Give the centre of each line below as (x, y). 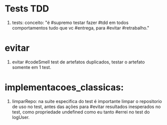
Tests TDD (27, 9)
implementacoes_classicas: (64, 87)
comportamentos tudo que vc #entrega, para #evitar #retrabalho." (80, 27)
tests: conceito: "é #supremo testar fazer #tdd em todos (70, 22)
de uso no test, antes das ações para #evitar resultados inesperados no (86, 106)
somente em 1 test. (31, 67)
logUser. (21, 117)
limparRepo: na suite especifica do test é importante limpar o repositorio (87, 101)
